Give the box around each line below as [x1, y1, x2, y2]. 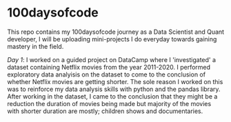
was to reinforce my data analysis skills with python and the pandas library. [7, 85, 221, 93]
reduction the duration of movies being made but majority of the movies [7, 99, 212, 108]
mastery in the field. [7, 42, 64, 50]
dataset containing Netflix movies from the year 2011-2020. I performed [7, 63, 211, 71]
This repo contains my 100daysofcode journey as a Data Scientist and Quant [7, 28, 225, 36]
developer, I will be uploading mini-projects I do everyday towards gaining [7, 34, 217, 43]
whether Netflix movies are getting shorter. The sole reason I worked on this [7, 77, 223, 85]
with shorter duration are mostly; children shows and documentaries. [7, 107, 203, 115]
